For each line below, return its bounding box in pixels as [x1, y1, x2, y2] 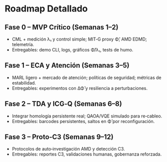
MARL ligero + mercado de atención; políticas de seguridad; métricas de [11, 74, 162, 80]
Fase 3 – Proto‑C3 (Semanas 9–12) [4, 133, 113, 141]
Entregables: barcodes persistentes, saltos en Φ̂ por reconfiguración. [11, 118, 155, 124]
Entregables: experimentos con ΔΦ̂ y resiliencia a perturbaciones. [11, 85, 148, 91]
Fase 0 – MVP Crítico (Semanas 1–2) [4, 23, 118, 31]
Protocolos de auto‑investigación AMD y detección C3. [11, 146, 125, 152]
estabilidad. [11, 79, 36, 85]
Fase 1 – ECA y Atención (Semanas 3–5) [4, 61, 129, 70]
